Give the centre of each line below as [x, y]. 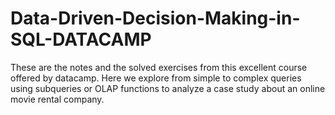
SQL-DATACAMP [81, 39]
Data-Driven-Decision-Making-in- [155, 18]
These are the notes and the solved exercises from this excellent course [159, 67]
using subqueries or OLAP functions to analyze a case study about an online [168, 88]
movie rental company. [57, 99]
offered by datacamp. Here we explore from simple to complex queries [156, 78]
